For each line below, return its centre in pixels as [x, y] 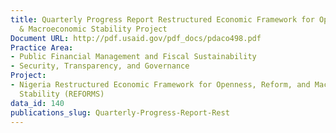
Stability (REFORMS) [62, 94]
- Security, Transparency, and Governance [100, 66]
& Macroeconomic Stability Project [93, 29]
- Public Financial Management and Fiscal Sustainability [133, 57]
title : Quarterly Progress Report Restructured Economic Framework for [162, 19]
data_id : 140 [37, 103]
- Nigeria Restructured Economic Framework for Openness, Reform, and [160, 85]
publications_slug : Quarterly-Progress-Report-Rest [120, 112]
